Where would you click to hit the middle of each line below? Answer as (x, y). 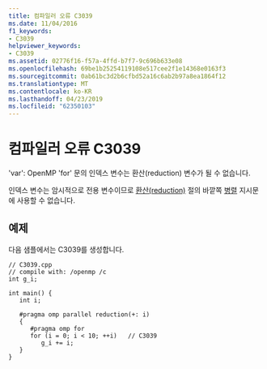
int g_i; (23, 279)
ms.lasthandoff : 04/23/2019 (56, 99)
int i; (30, 300)
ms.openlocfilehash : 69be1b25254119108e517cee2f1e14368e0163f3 (117, 69)
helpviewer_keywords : (45, 46)
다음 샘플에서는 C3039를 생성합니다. (66, 249)
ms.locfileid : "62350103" (52, 106)
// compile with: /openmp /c (57, 272)
